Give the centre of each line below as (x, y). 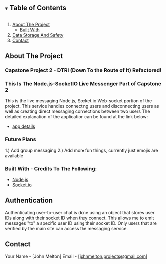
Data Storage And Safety (38, 35)
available (14, 155)
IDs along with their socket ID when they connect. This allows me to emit (80, 218)
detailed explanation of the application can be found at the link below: (77, 117)
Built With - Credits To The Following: (51, 168)
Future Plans (21, 139)
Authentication (29, 200)
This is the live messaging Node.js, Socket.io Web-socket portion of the (79, 101)
